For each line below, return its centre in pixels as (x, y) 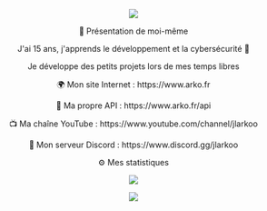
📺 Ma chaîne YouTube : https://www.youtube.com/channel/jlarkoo (133, 124)
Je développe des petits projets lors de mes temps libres (133, 66)
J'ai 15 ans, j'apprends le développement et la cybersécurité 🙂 (133, 49)
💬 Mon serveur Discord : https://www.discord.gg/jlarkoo (133, 145)
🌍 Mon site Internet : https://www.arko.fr (133, 85)
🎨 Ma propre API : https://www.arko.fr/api (133, 105)
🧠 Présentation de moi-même (133, 31)
